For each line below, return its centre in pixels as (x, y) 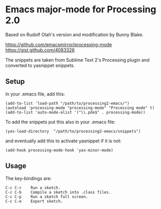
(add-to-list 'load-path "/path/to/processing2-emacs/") (67, 103)
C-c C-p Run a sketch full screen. (47, 197)
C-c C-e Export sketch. (34, 201)
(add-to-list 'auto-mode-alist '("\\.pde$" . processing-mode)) (75, 112)
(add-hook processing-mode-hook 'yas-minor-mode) (59, 150)
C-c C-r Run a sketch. (33, 188)
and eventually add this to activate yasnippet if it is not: (64, 141)
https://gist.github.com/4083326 (40, 50)
